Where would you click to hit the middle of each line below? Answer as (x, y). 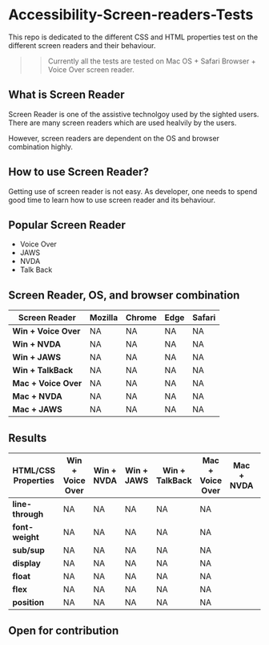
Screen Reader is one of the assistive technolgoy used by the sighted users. (134, 114)
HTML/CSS (34, 471)
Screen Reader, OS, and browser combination (124, 295)
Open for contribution (64, 631)
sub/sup (29, 550)
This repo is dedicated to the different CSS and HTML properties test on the (133, 37)
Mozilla (104, 318)
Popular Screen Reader (67, 225)
